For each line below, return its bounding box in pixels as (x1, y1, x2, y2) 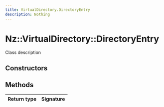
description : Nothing (5, 12, 50, 17)
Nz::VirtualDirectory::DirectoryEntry (5, 33, 160, 45)
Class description (5, 50, 41, 55)
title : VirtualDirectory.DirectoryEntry (5, 7, 91, 12)
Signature (41, 95, 65, 102)
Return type (7, 95, 37, 102)
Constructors (5, 64, 48, 72)
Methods (5, 81, 34, 89)
